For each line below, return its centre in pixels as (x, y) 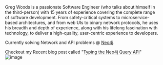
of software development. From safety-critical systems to (63, 17)
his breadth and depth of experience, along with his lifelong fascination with (81, 28)
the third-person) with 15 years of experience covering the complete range (80, 12)
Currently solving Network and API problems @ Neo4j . (60, 43)
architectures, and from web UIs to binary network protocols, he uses (89, 22)
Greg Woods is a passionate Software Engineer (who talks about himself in (80, 7)
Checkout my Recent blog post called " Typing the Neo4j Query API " (73, 52)
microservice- (135, 17)
